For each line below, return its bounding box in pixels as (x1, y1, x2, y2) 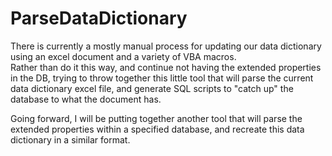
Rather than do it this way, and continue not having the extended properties (10, 61, 322, 73)
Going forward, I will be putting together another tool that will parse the (10, 112, 303, 124)
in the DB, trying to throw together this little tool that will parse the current (10, 72, 314, 84)
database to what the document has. (10, 93, 162, 105)
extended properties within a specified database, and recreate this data (10, 123, 305, 135)
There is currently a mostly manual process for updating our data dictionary (10, 40, 322, 52)
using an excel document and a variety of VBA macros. (10, 50, 237, 62)
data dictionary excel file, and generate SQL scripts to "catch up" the (10, 82, 294, 94)
